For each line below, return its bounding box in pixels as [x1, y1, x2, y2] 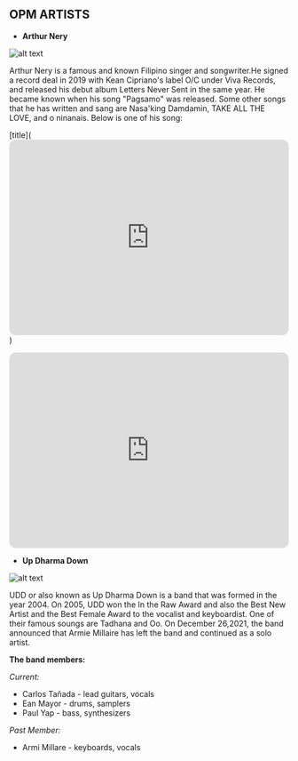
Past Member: [9, 725, 61, 735]
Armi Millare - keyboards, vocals [21, 741, 141, 752]
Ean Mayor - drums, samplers [21, 698, 131, 709]
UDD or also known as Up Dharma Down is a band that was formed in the [9, 589, 278, 600]
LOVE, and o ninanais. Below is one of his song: [9, 112, 184, 123]
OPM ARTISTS [9, 7, 90, 22]
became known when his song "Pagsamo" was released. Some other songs [9, 93, 286, 104]
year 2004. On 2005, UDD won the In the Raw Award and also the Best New [9, 599, 286, 610]
